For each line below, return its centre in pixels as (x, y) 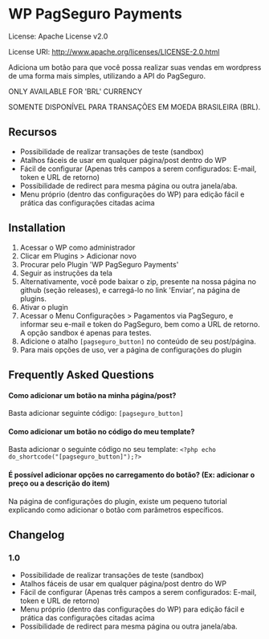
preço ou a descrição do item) (59, 483)
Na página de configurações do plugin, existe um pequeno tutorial (118, 501)
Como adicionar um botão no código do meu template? (102, 431)
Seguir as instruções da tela (66, 273)
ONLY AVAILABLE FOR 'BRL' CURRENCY (75, 91)
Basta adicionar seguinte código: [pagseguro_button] (96, 413)
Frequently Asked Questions (82, 374)
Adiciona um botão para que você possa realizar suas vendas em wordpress (135, 67)
